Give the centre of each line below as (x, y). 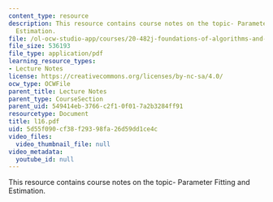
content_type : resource (49, 16)
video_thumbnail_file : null (63, 144)
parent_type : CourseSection (56, 99)
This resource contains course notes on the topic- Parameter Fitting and (129, 183)
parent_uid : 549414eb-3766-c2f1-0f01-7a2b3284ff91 (96, 106)
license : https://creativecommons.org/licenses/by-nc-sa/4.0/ (116, 76)
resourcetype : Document (49, 114)
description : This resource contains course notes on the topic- (121, 24)
